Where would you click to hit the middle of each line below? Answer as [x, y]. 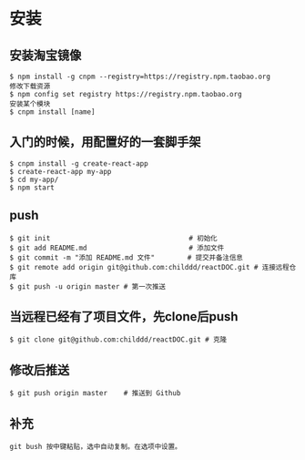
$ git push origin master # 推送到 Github [95, 394]
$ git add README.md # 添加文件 [117, 248]
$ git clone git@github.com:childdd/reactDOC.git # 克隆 [118, 340]
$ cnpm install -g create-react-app [79, 164]
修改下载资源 [30, 87]
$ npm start [32, 188]
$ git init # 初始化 [113, 238]
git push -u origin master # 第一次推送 [92, 286]
